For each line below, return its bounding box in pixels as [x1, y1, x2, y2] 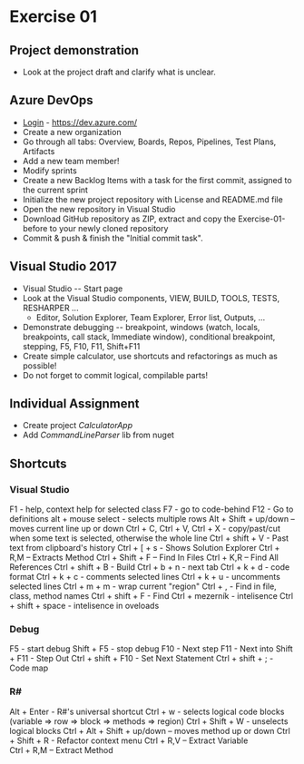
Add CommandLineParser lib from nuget [22, 429, 175, 441]
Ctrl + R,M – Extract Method [9, 744, 113, 755]
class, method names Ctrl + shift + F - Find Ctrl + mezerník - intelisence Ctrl [9, 591, 293, 602]
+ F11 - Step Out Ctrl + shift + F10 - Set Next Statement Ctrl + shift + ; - [9, 653, 274, 664]
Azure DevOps [9, 93, 93, 108]
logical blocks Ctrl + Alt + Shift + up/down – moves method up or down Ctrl [9, 725, 290, 736]
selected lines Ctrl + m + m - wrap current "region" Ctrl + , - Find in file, [9, 581, 277, 592]
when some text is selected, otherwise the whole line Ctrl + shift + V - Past [9, 533, 289, 544]
